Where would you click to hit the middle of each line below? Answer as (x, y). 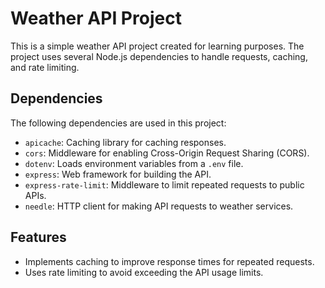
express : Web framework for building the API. (118, 174)
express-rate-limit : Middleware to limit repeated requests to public (164, 184)
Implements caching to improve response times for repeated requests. (169, 261)
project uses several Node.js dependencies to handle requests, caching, (159, 56)
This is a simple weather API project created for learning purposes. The (157, 46)
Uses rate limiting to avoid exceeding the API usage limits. (144, 272)
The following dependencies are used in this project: (118, 123)
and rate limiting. (45, 67)
